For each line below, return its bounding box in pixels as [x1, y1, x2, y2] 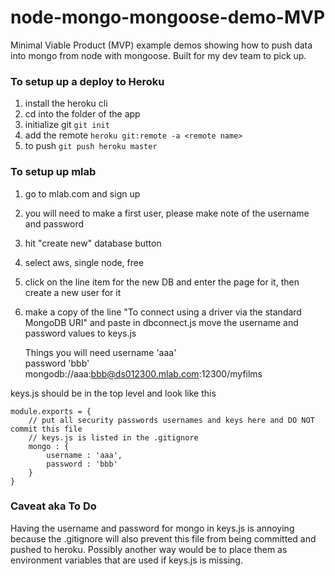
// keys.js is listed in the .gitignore [28, 432, 199, 443]
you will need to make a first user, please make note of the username [24, 207, 310, 219]
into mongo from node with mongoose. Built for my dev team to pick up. [10, 49, 307, 61]
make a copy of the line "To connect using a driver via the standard [24, 306, 302, 318]
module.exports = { [10, 406, 92, 416]
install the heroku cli [24, 97, 108, 110]
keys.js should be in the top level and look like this [10, 387, 217, 399]
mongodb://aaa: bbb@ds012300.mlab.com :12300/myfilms [24, 367, 263, 380]
